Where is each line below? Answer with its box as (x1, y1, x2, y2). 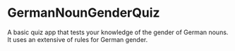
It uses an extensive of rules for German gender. (7, 35, 148, 43)
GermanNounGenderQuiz (7, 5, 160, 21)
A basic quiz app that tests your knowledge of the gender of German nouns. (7, 28, 229, 36)
